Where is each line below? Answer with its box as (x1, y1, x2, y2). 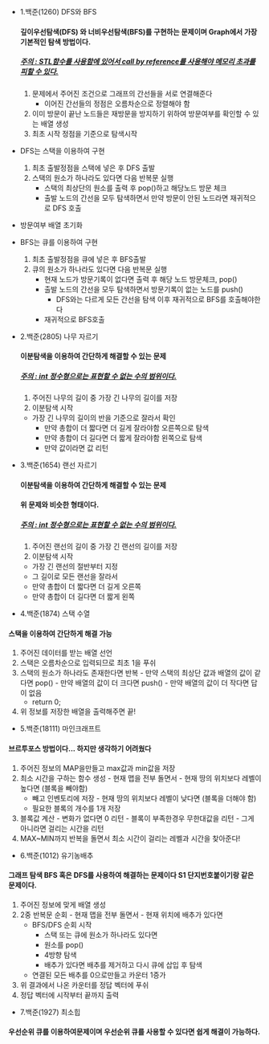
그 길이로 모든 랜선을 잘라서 (31, 572, 118, 581)
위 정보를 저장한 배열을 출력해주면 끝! (19, 707, 137, 716)
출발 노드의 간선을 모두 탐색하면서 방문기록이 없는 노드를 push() (43, 284, 243, 294)
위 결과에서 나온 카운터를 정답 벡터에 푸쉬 (19, 980, 149, 989)
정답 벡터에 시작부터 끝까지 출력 (19, 990, 119, 1000)
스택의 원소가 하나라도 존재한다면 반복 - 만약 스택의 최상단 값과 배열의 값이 (19, 668, 253, 678)
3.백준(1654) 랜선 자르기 (19, 460, 98, 470)
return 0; (31, 697, 62, 707)
